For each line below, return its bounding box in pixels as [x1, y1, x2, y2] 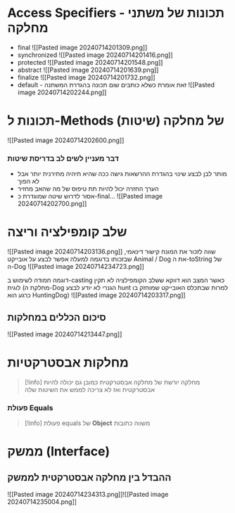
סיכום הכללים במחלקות [7, 311, 107, 323]
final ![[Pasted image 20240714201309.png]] [17, 43, 148, 51]
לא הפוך [17, 177, 40, 186]
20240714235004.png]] [7, 498, 77, 506]
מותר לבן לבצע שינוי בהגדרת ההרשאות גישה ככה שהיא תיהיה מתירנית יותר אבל [17, 170, 227, 178]
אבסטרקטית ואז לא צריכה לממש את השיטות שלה [24, 385, 155, 393]
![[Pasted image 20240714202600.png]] [7, 136, 125, 144]
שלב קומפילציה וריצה [7, 224, 127, 240]
